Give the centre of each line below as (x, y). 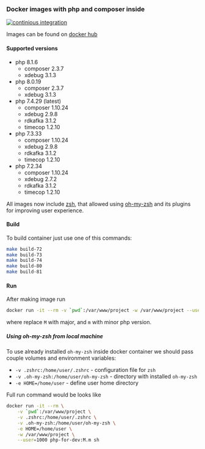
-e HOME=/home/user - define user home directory (77, 383)
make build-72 (24, 249)
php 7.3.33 (28, 133)
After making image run (36, 299)
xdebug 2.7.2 (41, 179)
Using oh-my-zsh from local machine (55, 336)
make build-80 (24, 266)
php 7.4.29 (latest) (38, 101)
